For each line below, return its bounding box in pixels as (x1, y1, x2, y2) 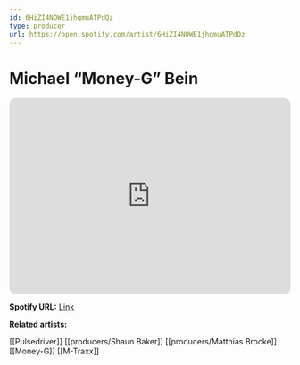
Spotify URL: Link (9, 302, 75, 312)
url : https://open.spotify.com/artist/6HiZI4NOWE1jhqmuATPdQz (9, 29, 246, 38)
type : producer (9, 21, 66, 30)
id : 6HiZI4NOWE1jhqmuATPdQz (9, 12, 114, 22)
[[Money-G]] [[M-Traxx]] (9, 345, 100, 357)
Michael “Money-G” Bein (9, 68, 199, 88)
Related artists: (9, 319, 68, 330)
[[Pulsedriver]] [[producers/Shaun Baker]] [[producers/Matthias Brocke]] (9, 336, 278, 347)
